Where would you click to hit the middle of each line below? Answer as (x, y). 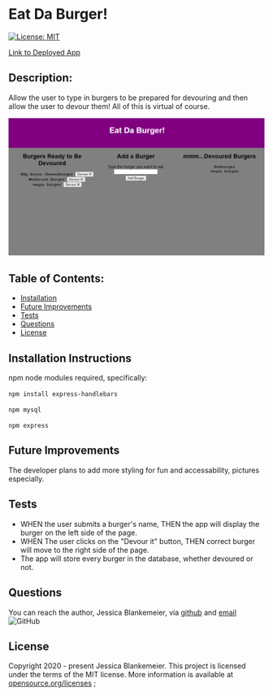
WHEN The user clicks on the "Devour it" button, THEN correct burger (138, 541)
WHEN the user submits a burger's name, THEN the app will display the (140, 524)
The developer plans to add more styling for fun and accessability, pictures (134, 470)
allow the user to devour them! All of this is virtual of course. (109, 106)
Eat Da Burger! (58, 14)
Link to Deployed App (45, 52)
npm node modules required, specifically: (78, 378)
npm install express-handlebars (63, 394)
